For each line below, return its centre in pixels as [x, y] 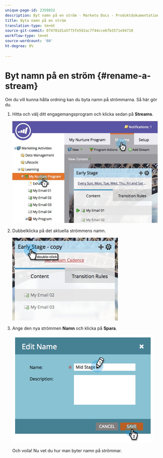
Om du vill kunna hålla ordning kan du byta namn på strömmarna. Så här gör [81, 99]
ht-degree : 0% [19, 46]
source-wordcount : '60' [29, 41]
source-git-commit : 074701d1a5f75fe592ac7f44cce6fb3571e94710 [69, 31]
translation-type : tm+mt [30, 26]
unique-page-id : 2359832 [30, 10]
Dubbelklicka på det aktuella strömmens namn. [59, 231]
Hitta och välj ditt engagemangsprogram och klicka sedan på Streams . [83, 114]
